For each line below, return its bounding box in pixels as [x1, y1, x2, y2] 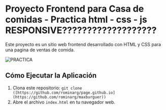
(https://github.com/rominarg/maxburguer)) [12, 94, 107, 99]
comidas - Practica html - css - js [5, 14, 147, 25]
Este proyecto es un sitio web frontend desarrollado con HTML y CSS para [5, 41, 161, 47]
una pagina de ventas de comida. [5, 47, 75, 53]
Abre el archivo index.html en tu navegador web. [12, 99, 116, 105]
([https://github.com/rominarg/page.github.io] [12, 90, 115, 95]
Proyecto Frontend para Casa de [5, 3, 144, 15]
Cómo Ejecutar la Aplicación [5, 71, 97, 80]
